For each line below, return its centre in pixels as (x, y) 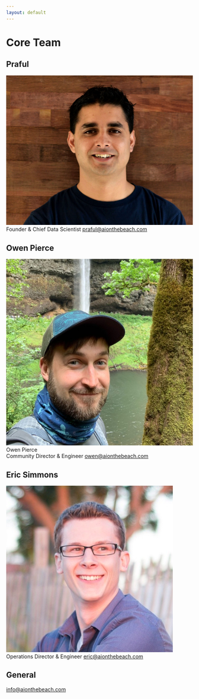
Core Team (33, 42)
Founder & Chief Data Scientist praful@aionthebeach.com (77, 229)
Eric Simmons (32, 474)
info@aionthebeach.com (36, 689)
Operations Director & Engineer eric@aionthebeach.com (75, 656)
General (21, 675)
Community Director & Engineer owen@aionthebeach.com (77, 456)
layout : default (26, 12)
